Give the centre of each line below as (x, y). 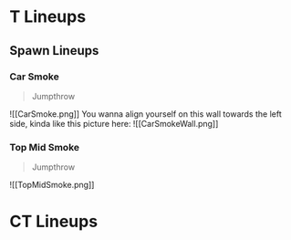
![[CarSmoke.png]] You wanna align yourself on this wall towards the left (145, 114)
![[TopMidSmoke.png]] (52, 185)
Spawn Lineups (54, 51)
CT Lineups (54, 222)
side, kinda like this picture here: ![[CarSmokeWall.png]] (114, 123)
